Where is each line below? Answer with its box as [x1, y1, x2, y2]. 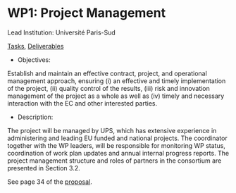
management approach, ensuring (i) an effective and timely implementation [7, 76, 226, 85]
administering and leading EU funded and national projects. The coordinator [7, 134, 228, 142]
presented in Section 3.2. [7, 163, 80, 172]
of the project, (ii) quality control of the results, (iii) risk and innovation [7, 84, 210, 92]
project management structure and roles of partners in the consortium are [7, 156, 222, 165]
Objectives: [17, 55, 51, 64]
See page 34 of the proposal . [7, 178, 93, 186]
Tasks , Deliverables [7, 42, 64, 50]
